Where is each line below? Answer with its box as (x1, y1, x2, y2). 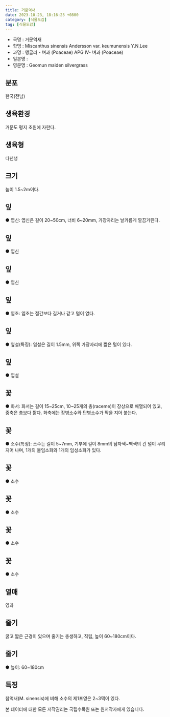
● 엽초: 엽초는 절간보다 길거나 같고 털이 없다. (5, 310, 95, 316)
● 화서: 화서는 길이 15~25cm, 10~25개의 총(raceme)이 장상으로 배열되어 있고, (5, 403, 162, 409)
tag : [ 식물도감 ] (5, 22, 36, 27)
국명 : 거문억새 (12, 36, 42, 43)
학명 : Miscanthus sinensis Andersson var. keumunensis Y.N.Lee (12, 43, 148, 49)
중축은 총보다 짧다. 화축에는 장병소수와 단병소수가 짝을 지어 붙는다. (5, 409, 138, 416)
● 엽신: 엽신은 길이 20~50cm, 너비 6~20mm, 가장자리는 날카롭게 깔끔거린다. (5, 217, 160, 223)
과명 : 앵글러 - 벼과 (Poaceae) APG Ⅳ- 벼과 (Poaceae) (12, 49, 124, 55)
